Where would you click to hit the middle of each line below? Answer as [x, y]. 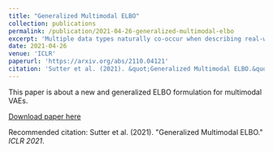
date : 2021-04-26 [38, 46]
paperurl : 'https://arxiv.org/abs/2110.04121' [89, 62]
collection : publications [52, 24]
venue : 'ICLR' [32, 54]
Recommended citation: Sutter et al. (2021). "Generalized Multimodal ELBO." [136, 132]
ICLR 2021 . [26, 141]
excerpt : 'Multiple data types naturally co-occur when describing [125, 39]
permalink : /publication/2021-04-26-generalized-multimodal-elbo [121, 31]
